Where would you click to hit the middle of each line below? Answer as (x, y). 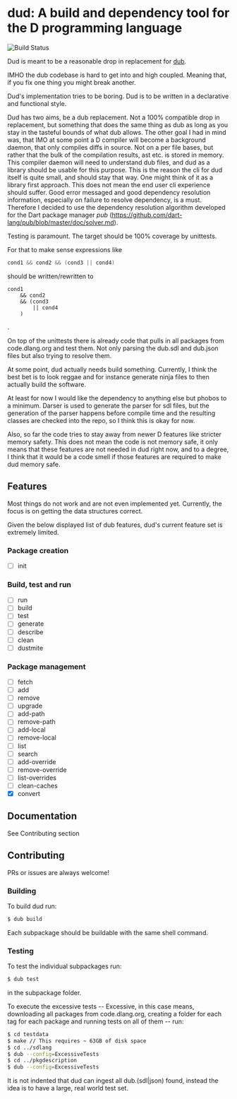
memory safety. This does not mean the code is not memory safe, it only (113, 441)
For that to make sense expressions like (65, 249)
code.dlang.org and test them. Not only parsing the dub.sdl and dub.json (113, 348)
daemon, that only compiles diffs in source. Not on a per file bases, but (110, 147)
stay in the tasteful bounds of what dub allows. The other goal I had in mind (117, 132)
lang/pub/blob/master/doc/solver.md (61, 222)
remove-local (37, 738)
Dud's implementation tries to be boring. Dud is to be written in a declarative (118, 96)
